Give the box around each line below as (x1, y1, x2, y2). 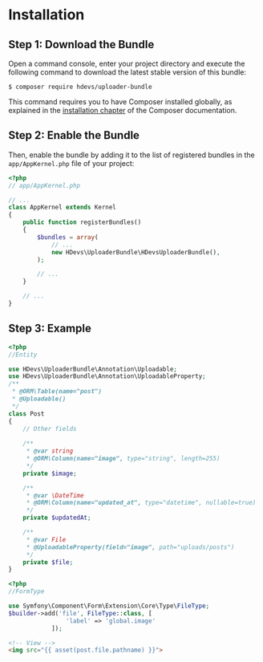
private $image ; (22, 469, 78, 477)
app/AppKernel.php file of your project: (8, 158, 135, 168)
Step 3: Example (8, 322, 92, 335)
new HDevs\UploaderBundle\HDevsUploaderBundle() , (51, 248, 221, 256)
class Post (8, 409, 45, 418)
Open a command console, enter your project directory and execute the (8, 59, 245, 68)
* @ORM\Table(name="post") (11, 388, 103, 396)
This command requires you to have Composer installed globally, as (8, 97, 233, 106)
